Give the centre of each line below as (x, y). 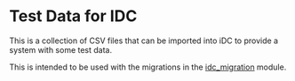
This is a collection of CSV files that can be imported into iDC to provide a (144, 40)
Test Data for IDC (73, 16)
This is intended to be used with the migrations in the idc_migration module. (148, 67)
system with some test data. (61, 49)
